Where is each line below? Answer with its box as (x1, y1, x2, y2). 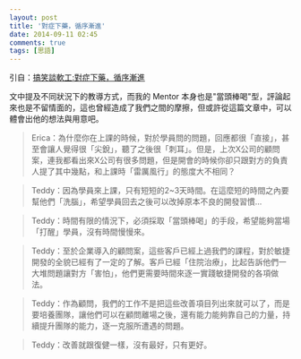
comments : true (9, 38, 66, 47)
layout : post (9, 13, 58, 22)
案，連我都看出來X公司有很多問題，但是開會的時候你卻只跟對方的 (30, 155, 273, 166)
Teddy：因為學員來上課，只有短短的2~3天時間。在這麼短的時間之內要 (30, 185, 289, 196)
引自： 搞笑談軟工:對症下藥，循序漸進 (9, 73, 146, 83)
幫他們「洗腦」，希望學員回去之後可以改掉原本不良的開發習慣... (30, 196, 262, 207)
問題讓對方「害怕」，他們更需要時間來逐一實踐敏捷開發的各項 (47, 268, 271, 278)
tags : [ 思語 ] (9, 47, 56, 56)
